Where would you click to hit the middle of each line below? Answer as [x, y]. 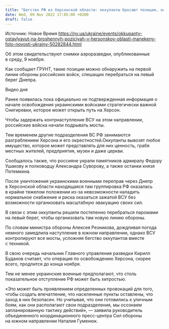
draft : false [19, 19]
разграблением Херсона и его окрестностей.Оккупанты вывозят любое [83, 140]
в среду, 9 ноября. [25, 59]
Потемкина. [18, 171]
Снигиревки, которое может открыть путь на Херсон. [63, 110]
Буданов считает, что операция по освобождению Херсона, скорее [78, 259]
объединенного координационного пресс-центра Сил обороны [74, 316]
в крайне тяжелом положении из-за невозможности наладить [72, 192]
